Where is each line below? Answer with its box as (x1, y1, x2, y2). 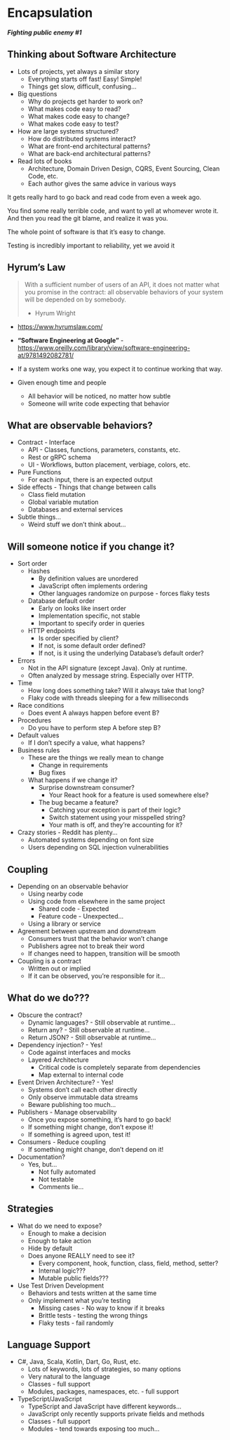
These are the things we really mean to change (27, 753, 164, 762)
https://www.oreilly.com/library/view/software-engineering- (17, 343, 191, 352)
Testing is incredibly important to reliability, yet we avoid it (7, 241, 175, 249)
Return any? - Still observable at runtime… (27, 1025, 150, 1034)
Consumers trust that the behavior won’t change (27, 935, 168, 942)
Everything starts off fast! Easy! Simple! (27, 74, 142, 83)
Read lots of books (17, 157, 72, 165)
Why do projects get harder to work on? (27, 97, 144, 105)
